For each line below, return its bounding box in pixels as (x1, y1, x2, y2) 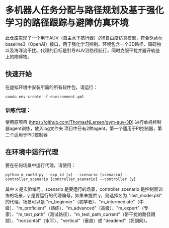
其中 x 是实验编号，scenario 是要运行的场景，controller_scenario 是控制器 (5, 186, 158, 192)
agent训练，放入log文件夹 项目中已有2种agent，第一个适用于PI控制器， (9, 125, 158, 131)
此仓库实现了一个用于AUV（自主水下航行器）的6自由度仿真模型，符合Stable (5, 35, 162, 41)
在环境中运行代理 (5, 148, 58, 157)
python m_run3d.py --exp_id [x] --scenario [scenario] (5, 172, 123, 177)
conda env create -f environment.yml (5, 94, 84, 99)
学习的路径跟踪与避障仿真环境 (5, 17, 129, 29)
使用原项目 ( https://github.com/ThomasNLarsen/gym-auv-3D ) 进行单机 (5, 119, 153, 125)
